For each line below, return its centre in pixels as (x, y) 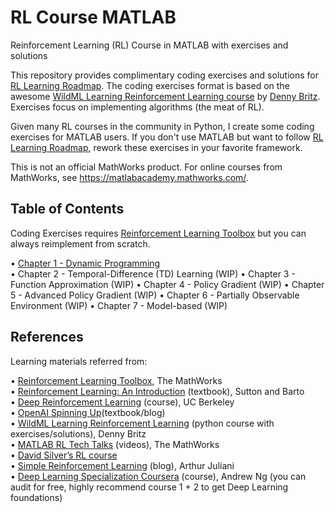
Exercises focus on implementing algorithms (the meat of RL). (137, 107)
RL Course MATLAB (93, 17)
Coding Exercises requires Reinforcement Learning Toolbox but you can (158, 233)
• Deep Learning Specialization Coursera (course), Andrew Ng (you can (158, 476)
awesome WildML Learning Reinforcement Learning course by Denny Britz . (165, 96)
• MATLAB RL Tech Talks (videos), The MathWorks (115, 444)
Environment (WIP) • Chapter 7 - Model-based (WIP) (119, 305)
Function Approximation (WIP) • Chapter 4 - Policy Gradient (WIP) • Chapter (167, 284)
